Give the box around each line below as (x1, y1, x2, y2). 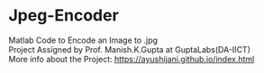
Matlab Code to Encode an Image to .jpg (8, 35, 159, 45)
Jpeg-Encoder (8, 5, 119, 26)
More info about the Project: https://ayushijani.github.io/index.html (8, 53, 255, 64)
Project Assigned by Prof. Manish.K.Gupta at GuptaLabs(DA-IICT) (8, 44, 251, 54)
